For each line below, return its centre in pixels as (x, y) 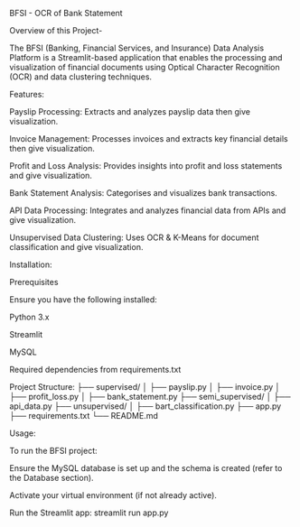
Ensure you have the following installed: (84, 300)
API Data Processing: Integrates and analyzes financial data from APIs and (148, 210)
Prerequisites (34, 282)
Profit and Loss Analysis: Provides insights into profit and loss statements (146, 166)
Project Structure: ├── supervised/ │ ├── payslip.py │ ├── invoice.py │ (145, 387)
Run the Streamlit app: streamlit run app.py (89, 513)
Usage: (23, 433)
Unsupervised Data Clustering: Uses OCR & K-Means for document (134, 237)
